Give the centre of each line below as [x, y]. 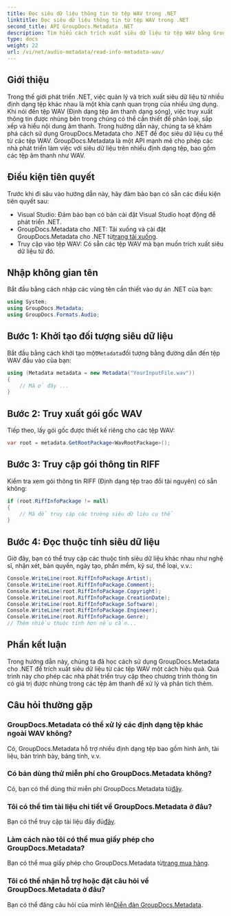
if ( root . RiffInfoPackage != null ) [58, 501]
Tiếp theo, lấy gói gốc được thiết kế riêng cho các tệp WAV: [91, 430]
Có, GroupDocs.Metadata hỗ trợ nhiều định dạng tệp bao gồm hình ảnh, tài [113, 748]
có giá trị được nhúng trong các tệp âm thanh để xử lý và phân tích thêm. [110, 683]
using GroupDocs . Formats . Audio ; [53, 315]
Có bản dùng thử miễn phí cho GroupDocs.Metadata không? [109, 774]
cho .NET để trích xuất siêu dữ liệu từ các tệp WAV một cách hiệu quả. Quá [113, 669]
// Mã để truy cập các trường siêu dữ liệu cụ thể [97, 514]
